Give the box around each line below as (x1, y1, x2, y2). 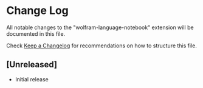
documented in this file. (6, 30, 66, 37)
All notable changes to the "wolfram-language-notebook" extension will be (6, 24, 194, 31)
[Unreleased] (6, 59, 58, 70)
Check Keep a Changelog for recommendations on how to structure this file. (6, 42, 198, 49)
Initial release (15, 75, 49, 83)
